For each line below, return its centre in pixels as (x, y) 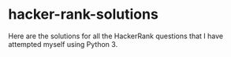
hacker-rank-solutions (84, 14)
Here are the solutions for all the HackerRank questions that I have (115, 36)
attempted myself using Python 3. (63, 44)
